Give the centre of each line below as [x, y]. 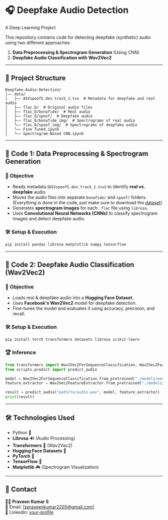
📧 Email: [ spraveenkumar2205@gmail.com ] [50, 507]
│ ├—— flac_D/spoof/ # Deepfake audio [49, 116]
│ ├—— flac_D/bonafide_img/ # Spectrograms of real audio [70, 120]
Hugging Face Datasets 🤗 [39, 451]
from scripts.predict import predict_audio [51, 369]
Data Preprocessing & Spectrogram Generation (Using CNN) [76, 52]
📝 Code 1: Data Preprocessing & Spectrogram [77, 154]
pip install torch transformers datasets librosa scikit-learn [72, 339]
